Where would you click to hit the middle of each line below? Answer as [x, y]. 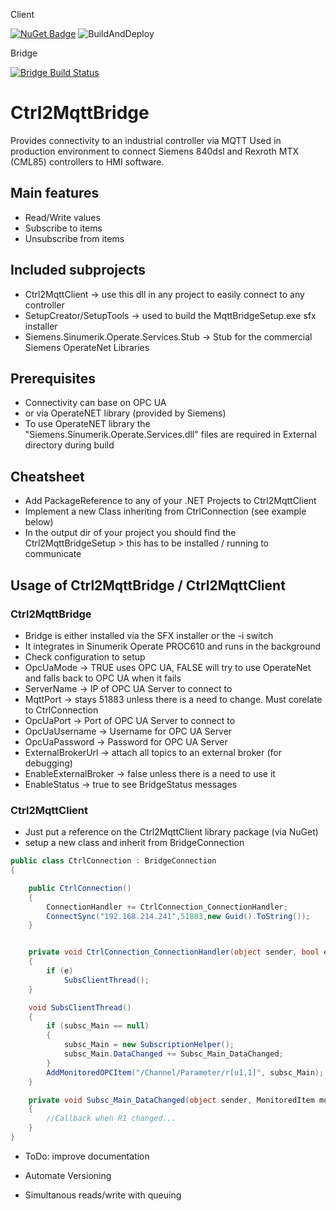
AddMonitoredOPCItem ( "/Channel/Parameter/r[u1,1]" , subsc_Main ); [185, 1072]
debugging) [48, 763]
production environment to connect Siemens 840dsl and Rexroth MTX [155, 151]
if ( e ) [60, 971]
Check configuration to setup [85, 656]
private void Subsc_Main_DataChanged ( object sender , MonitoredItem [171, 1100]
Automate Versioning [68, 1175]
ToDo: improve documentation [87, 1156]
